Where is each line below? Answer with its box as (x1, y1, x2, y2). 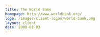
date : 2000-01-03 (5, 25, 41, 30)
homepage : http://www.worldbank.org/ (5, 12, 82, 16)
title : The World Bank (5, 7, 51, 12)
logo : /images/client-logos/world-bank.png (5, 16, 96, 21)
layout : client (5, 20, 36, 25)
